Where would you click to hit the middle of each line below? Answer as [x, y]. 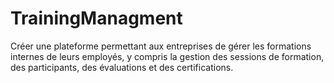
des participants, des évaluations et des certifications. [122, 67]
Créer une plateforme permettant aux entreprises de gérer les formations [161, 46]
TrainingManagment [96, 18]
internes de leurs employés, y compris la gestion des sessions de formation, [167, 56]
